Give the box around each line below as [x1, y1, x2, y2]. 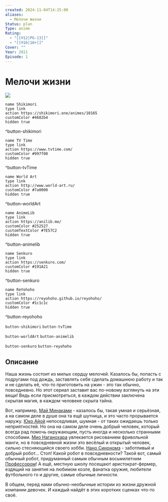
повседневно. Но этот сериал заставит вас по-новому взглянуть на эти [5, 387, 159, 393]
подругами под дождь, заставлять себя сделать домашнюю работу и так [5, 376, 163, 383]
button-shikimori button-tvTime [5, 324, 72, 330]
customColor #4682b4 [5, 115, 49, 120]
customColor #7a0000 [5, 187, 49, 193]
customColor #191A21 [5, 264, 49, 269]
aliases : [5, 12, 24, 17]
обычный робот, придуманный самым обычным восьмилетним [5, 456, 141, 462]
